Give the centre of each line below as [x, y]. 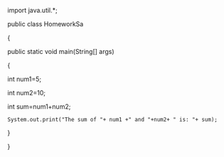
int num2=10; [27, 93]
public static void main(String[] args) [61, 52]
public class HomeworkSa [46, 24]
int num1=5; [24, 79]
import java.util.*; [33, 10]
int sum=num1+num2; [39, 107]
